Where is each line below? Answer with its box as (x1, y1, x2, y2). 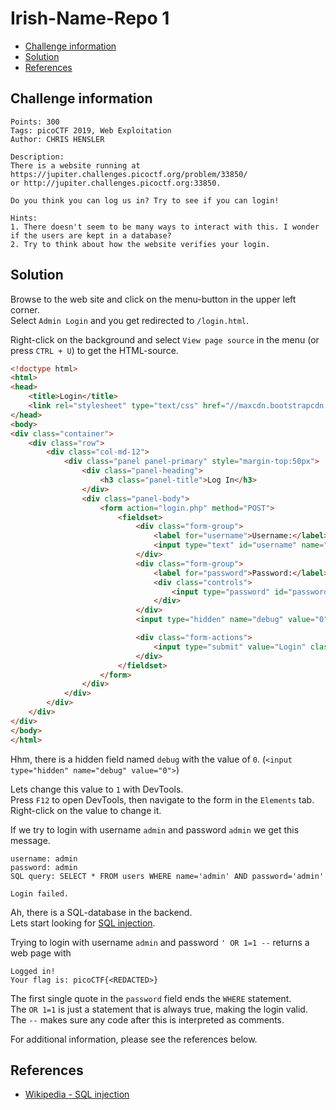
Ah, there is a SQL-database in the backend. (10, 906, 193, 918)
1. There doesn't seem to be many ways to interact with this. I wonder (10, 222, 320, 232)
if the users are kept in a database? (10, 230, 172, 241)
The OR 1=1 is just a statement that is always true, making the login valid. (10, 1003, 308, 1015)
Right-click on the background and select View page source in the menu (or (10, 333, 320, 346)
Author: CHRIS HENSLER (10, 134, 105, 144)
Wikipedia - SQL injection (24, 1088, 130, 1101)
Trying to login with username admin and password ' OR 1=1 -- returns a (10, 936, 310, 948)
